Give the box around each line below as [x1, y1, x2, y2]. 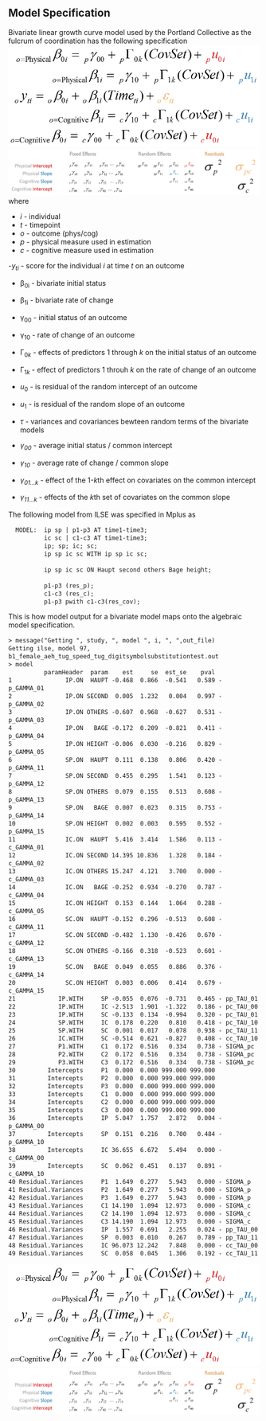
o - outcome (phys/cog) [19, 228, 99, 238]
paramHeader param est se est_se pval [43, 669, 216, 677]
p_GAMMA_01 [8, 685, 45, 693]
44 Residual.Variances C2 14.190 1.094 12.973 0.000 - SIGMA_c [8, 1210, 251, 1218]
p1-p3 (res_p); [43, 582, 94, 590]
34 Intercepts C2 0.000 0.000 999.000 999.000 [8, 1099, 216, 1107]
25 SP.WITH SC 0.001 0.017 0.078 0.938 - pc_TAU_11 [8, 1027, 259, 1035]
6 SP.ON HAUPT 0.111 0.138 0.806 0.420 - [8, 756, 223, 764]
